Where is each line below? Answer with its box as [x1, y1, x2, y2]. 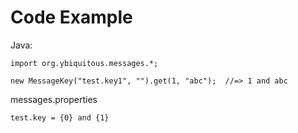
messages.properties [10, 93, 98, 105]
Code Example [10, 6, 133, 29]
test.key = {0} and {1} [10, 112, 110, 123]
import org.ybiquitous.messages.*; [10, 58, 159, 68]
